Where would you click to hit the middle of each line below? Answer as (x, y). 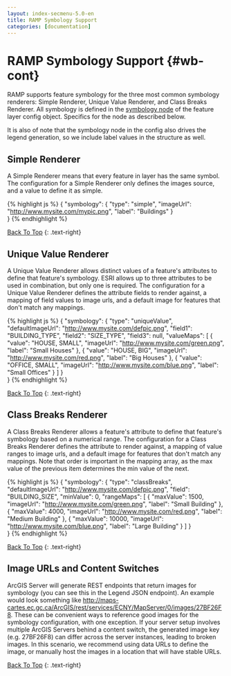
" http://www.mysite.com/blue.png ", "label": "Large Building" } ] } (99, 526)
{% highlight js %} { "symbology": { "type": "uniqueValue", (90, 321)
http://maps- (101, 600)
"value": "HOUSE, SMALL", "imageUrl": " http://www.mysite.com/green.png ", (116, 343)
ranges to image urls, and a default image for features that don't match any (114, 454)
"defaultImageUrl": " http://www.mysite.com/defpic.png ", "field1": (100, 328)
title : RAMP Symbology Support (52, 20)
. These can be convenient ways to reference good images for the (105, 614)
